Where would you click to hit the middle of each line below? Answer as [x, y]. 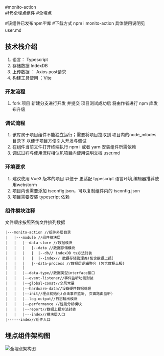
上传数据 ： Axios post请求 [39, 72]
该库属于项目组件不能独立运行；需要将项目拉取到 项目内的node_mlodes [84, 135]
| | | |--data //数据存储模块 [40, 248]
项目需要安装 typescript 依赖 [41, 197]
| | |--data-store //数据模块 [39, 243]
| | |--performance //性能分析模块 [44, 304]
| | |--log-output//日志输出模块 [41, 299]
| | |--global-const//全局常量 [40, 283]
